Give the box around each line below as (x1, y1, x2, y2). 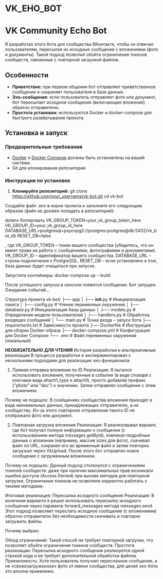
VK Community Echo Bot (5, 25, 107, 36)
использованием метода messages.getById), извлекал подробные (12, 432, 150, 438)
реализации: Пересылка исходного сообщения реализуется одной (5, 547, 145, 553)
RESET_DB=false (17, 233, 51, 238)
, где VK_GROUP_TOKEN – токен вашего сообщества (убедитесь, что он (5, 242, 154, 248)
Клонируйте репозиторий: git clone (12, 188, 88, 194)
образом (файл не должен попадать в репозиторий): (5, 208, 115, 214)
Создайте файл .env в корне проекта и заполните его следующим (5, 202, 143, 208)
